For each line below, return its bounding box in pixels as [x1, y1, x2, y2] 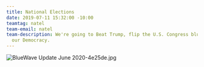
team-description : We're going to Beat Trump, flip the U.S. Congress [6, 32, 189, 38]
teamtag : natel [6, 20, 45, 26]
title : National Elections [6, 9, 75, 15]
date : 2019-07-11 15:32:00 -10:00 [6, 15, 94, 21]
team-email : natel [6, 26, 53, 32]
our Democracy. [12, 37, 50, 43]
